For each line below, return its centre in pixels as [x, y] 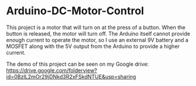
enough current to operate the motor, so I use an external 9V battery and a [97, 40]
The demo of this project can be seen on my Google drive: [78, 64]
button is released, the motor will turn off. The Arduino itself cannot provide [98, 33]
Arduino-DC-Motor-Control [75, 11]
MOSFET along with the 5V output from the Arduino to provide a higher [93, 46]
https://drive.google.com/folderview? [52, 70]
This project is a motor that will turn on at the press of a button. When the [96, 27]
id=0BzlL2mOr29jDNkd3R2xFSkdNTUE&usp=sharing [71, 77]
